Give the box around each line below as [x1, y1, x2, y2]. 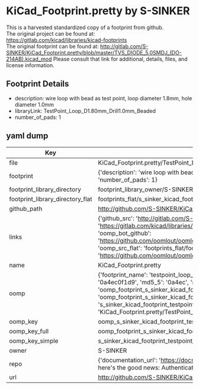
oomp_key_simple [9, 337, 59, 345]
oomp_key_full [9, 327, 49, 335]
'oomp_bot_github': [97, 229, 152, 237]
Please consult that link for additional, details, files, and [53, 55, 188, 62]
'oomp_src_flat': [97, 243, 142, 252]
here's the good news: [97, 363, 160, 372]
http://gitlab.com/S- [99, 43, 149, 50]
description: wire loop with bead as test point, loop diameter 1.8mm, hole [14, 94, 192, 102]
